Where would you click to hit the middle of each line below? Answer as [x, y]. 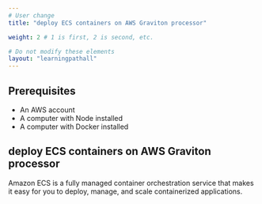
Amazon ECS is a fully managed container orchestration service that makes [131, 183]
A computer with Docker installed [74, 127]
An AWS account [47, 110]
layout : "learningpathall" [53, 59]
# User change [32, 15]
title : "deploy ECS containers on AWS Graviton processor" [108, 23]
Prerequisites [42, 91]
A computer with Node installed [71, 118]
